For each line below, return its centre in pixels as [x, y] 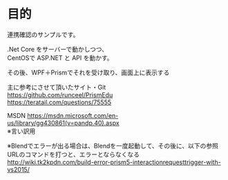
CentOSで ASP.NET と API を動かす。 [60, 58]
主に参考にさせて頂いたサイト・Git [57, 87]
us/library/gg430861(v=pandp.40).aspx [63, 123]
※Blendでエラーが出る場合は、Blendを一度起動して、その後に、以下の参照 [113, 146]
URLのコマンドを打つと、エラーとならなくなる [74, 154]
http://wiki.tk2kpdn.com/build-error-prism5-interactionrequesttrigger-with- [114, 162]
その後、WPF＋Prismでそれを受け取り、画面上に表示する [88, 72]
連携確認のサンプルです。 [43, 34]
